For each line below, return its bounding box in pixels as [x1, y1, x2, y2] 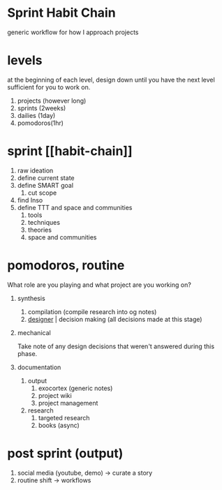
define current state [17, 173, 75, 182]
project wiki [38, 391, 72, 399]
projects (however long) [17, 96, 87, 105]
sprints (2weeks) [17, 103, 66, 112]
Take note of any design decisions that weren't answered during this [17, 342, 215, 350]
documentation [17, 363, 61, 371]
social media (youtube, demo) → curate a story [17, 468, 153, 477]
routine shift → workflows [17, 476, 91, 484]
